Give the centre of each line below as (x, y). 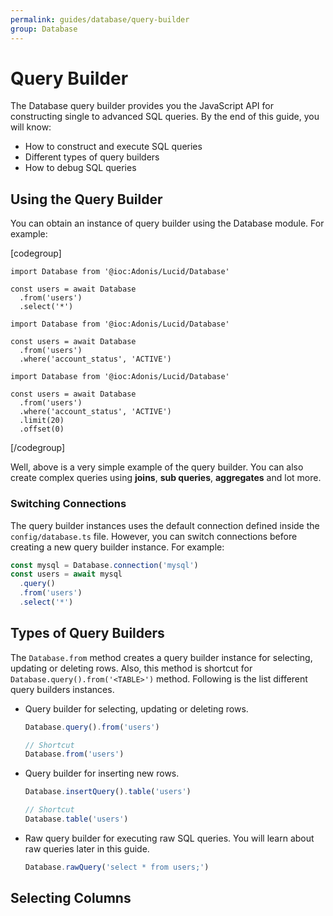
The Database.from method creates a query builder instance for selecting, (161, 657)
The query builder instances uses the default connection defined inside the (165, 525)
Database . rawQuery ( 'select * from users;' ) (117, 867)
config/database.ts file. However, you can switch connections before (154, 536)
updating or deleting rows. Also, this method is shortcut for (131, 668)
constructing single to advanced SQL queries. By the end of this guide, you (165, 117)
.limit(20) (42, 421)
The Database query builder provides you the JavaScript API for (142, 106)
